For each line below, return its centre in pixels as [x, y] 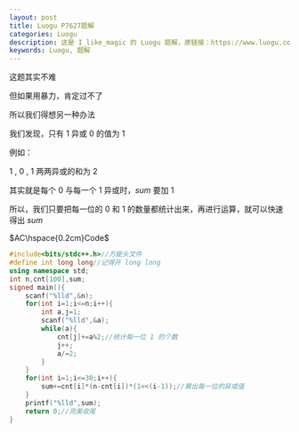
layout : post [33, 17]
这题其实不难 [32, 77]
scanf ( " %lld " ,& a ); [75, 321]
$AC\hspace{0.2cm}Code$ [59, 238]
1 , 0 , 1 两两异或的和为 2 [53, 172]
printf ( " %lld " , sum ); [63, 403]
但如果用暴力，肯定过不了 [56, 96]
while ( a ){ [59, 329]
